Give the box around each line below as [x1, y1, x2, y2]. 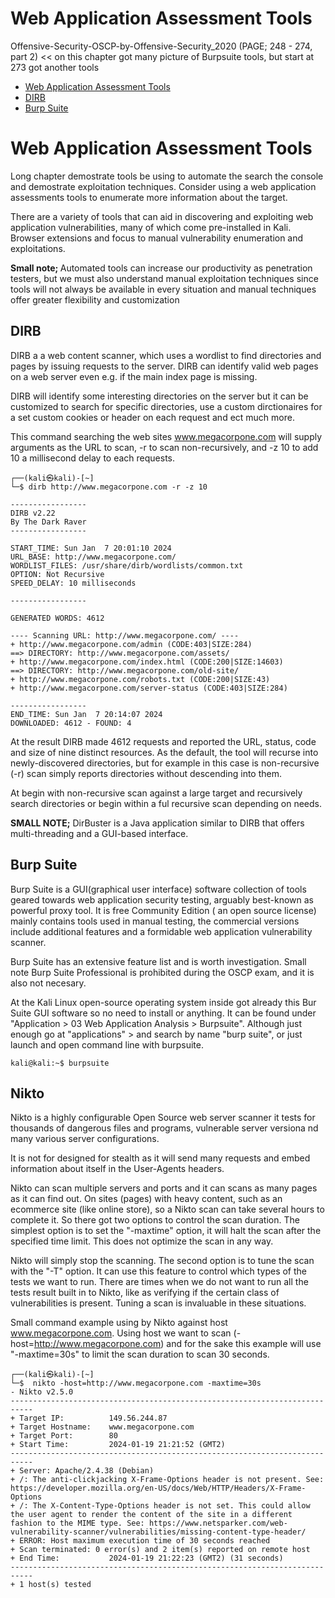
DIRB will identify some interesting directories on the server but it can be [10, 390, 309, 402]
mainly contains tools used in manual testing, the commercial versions [10, 915, 300, 927]
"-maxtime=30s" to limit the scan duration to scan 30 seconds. [10, 1348, 270, 1361]
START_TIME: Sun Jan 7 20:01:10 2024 [10, 543, 172, 553]
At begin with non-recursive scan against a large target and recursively [10, 787, 303, 799]
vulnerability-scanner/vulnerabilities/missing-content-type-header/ [10, 1527, 307, 1537]
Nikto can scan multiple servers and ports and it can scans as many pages [10, 1182, 318, 1194]
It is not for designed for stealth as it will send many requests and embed [10, 1152, 311, 1164]
